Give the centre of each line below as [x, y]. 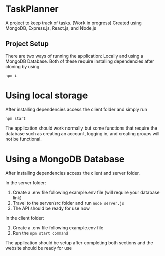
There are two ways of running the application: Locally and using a [74, 56]
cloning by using [22, 66]
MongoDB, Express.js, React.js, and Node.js [51, 28]
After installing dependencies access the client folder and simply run [76, 109]
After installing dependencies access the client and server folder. [73, 173]
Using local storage [47, 95]
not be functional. [23, 139]
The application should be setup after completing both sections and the [79, 243]
